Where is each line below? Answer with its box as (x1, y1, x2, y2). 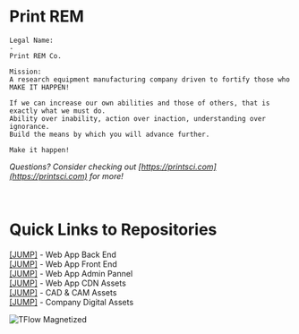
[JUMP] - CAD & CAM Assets (9, 287, 117, 297)
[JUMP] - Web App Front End (9, 258, 118, 270)
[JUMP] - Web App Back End (9, 249, 116, 260)
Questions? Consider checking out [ (9, 161, 141, 172)
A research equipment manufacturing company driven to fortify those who (9, 74, 291, 84)
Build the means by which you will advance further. (9, 130, 210, 139)
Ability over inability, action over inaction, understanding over (9, 114, 267, 123)
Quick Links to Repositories (9, 219, 218, 240)
